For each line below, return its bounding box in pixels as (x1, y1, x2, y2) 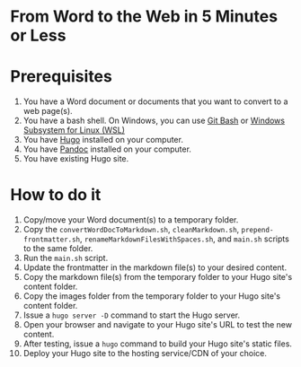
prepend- (241, 226, 274, 235)
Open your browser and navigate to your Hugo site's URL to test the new (22, 319, 293, 330)
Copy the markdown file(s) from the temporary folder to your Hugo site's (22, 272, 293, 283)
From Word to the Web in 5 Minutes (10, 6, 278, 27)
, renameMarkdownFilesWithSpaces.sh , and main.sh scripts (80, 233, 290, 244)
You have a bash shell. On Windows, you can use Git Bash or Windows (22, 115, 286, 127)
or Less (10, 25, 66, 46)
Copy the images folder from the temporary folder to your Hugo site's (22, 291, 281, 301)
